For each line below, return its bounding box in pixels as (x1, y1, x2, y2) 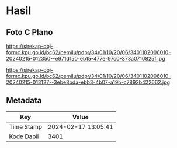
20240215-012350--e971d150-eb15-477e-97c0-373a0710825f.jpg (6, 55, 165, 62)
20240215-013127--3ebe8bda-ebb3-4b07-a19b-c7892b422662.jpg (6, 79, 171, 86)
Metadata (6, 96, 42, 105)
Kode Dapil (9, 132, 39, 140)
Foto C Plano (6, 27, 53, 37)
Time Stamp (9, 122, 43, 131)
